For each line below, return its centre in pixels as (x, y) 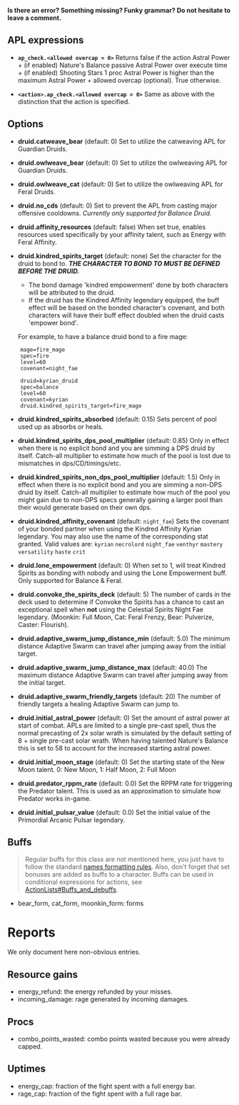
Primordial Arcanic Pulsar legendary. (71, 820)
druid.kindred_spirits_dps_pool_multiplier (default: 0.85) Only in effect (123, 440)
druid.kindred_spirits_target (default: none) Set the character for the (119, 255)
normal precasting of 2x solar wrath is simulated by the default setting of (124, 733)
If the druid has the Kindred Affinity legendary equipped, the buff (124, 300)
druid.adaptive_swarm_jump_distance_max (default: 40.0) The (113, 667)
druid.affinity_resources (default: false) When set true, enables (112, 227)
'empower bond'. (53, 322)
